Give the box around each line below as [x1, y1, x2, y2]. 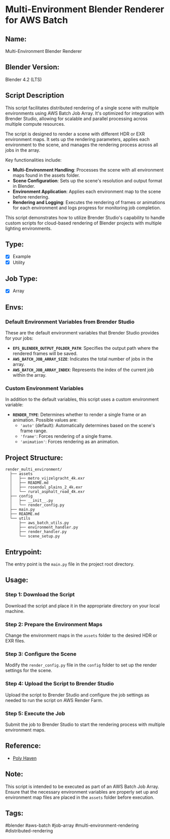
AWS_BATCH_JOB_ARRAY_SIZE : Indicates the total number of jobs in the [12, 356, 153, 362]
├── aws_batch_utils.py [18, 520, 70, 525]
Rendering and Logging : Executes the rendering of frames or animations [12, 199, 165, 205]
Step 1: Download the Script [5, 591, 75, 598]
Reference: [5, 742, 41, 750]
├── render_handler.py [18, 529, 67, 535]
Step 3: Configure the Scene [5, 650, 77, 657]
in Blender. [12, 183, 36, 189]
